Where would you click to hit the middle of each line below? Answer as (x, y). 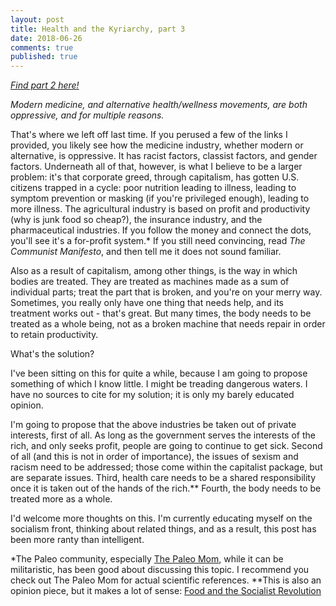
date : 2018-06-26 (46, 38)
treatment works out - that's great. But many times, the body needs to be (161, 313)
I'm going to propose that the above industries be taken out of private (153, 425)
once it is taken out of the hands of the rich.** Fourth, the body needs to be (166, 488)
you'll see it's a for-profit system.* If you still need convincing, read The (158, 241)
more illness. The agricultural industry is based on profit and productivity (160, 209)
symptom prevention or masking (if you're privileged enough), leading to (160, 198)
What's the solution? (52, 354)
